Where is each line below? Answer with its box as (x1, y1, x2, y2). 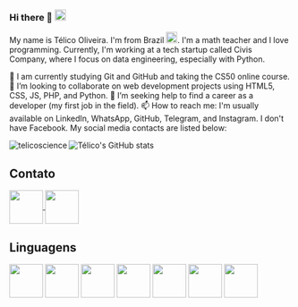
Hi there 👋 (9, 11, 54, 23)
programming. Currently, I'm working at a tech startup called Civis (9, 45, 252, 55)
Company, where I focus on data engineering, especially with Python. (9, 54, 266, 64)
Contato (9, 166, 55, 181)
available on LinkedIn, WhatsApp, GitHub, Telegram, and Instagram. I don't (9, 113, 285, 124)
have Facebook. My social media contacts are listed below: (9, 123, 227, 133)
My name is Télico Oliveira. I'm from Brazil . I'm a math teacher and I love (9, 35, 289, 46)
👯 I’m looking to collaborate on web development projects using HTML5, (9, 81, 276, 91)
